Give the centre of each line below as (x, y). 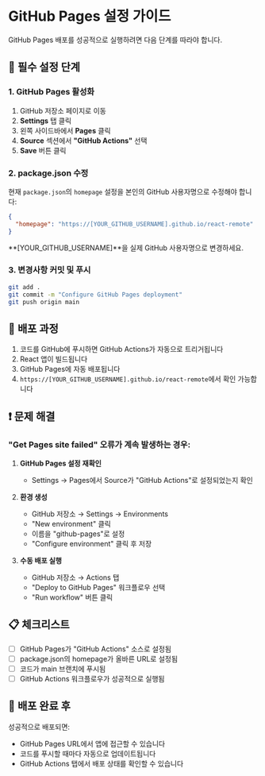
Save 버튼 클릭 (43, 150)
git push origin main (44, 302)
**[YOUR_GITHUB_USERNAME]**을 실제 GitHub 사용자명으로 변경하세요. (126, 248)
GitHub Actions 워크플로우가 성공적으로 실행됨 (92, 678)
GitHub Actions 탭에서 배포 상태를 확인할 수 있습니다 (102, 763)
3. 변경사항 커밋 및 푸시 (50, 270)
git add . (25, 287)
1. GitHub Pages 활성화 (52, 92)
